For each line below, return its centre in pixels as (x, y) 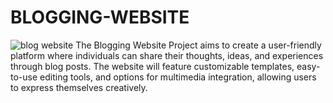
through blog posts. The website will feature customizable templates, (152, 66)
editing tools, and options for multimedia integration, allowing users (178, 77)
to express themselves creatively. (79, 87)
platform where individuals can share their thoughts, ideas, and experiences (167, 55)
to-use (24, 77)
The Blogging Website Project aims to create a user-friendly (198, 45)
